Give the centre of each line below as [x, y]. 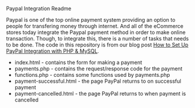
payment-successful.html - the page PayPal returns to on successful [98, 81]
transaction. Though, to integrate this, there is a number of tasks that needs [97, 38]
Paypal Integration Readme [39, 9]
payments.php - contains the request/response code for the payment [98, 69]
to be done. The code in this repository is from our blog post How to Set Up [97, 45]
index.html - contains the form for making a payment [78, 62]
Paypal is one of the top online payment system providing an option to [91, 20]
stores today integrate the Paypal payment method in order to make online [96, 32]
